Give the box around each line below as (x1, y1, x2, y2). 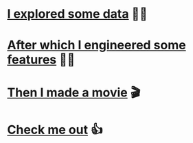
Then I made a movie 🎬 (7, 85, 141, 100)
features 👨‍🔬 (7, 52, 76, 68)
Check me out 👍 (7, 122, 103, 138)
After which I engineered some (7, 38, 187, 53)
